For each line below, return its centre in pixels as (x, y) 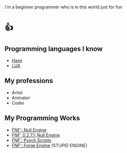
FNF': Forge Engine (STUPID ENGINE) (49, 145)
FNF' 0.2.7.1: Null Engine (36, 135)
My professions (29, 81)
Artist (17, 92)
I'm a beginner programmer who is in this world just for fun (63, 7)
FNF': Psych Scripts (31, 140)
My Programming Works (42, 118)
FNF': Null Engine (29, 130)
